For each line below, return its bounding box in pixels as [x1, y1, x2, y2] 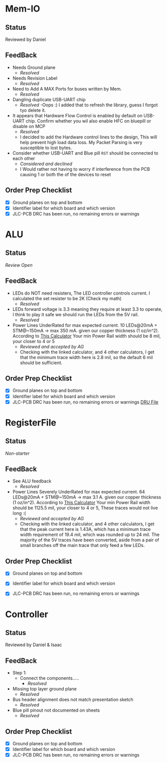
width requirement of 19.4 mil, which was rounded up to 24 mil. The [20, 532, 160, 538]
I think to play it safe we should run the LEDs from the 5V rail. [12, 311, 139, 317]
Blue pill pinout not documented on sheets [12, 707, 100, 713]
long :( [12, 510, 26, 516]
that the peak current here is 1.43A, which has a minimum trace [20, 526, 151, 532]
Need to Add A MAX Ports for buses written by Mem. [12, 86, 122, 92]
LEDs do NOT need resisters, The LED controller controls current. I [12, 290, 150, 296]
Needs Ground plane [12, 64, 56, 71]
